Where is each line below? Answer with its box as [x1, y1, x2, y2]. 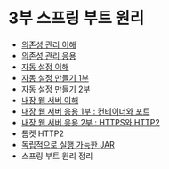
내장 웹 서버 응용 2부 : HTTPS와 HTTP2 [20, 117, 161, 127]
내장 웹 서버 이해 [20, 94, 79, 105]
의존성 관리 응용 [20, 50, 76, 60]
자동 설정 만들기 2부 [20, 84, 91, 94]
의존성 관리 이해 [20, 39, 76, 50]
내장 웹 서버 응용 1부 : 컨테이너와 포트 [20, 106, 150, 117]
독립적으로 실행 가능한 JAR [20, 139, 115, 149]
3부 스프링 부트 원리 [8, 8, 145, 28]
